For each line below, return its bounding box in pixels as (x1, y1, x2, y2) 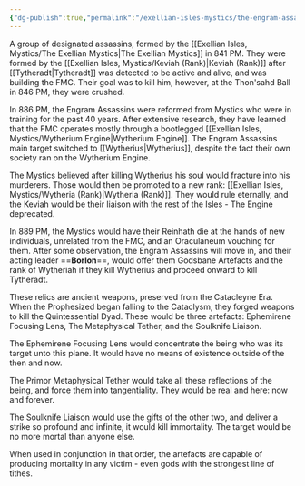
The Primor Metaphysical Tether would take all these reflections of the (9, 374, 272, 385)
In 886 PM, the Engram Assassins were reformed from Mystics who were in (9, 103, 292, 114)
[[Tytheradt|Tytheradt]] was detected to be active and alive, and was (9, 67, 267, 78)
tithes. (9, 468, 34, 479)
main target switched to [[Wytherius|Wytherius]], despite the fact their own (9, 142, 291, 153)
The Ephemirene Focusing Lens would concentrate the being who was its (9, 337, 284, 349)
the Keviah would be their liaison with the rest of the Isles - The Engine (9, 199, 274, 209)
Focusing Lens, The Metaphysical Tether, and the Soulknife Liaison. (9, 320, 262, 331)
